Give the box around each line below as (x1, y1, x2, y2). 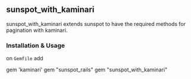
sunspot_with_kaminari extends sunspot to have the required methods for (6, 20, 186, 27)
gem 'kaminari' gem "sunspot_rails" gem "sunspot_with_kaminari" (6, 66, 168, 73)
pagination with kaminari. (6, 27, 68, 34)
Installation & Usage (6, 41, 65, 50)
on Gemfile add (6, 55, 43, 62)
